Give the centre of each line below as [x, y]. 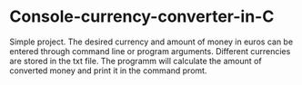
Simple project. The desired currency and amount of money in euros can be [151, 42]
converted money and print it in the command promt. [108, 71]
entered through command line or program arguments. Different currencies [150, 51]
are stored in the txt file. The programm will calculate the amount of [136, 61]
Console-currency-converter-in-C [142, 17]
